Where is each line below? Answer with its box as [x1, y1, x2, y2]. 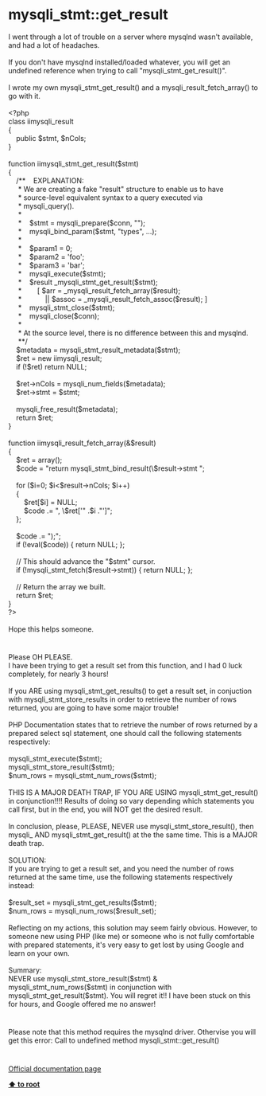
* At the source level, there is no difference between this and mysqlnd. [17, 328, 249, 338]
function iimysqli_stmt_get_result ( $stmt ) [8, 159, 139, 168]
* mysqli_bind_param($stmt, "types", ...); [17, 226, 157, 236]
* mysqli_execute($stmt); [17, 268, 106, 278]
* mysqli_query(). [17, 201, 75, 210]
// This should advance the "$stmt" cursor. [15, 556, 156, 566]
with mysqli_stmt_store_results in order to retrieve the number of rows [8, 695, 237, 704]
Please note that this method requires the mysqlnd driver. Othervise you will [8, 1027, 256, 1037]
